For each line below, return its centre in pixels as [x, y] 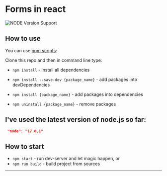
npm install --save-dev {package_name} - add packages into [75, 79]
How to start [25, 146]
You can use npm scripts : [31, 50]
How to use [23, 39]
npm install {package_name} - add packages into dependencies [78, 94]
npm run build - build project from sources [56, 164]
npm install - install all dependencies [51, 70]
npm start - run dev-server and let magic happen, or [66, 159]
